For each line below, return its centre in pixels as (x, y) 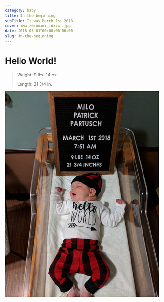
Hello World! (31, 61)
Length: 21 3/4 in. (35, 84)
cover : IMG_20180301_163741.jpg (38, 26)
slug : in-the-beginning (29, 36)
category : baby (20, 10)
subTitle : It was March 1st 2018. (40, 21)
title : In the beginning (30, 15)
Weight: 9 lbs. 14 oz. (37, 75)
